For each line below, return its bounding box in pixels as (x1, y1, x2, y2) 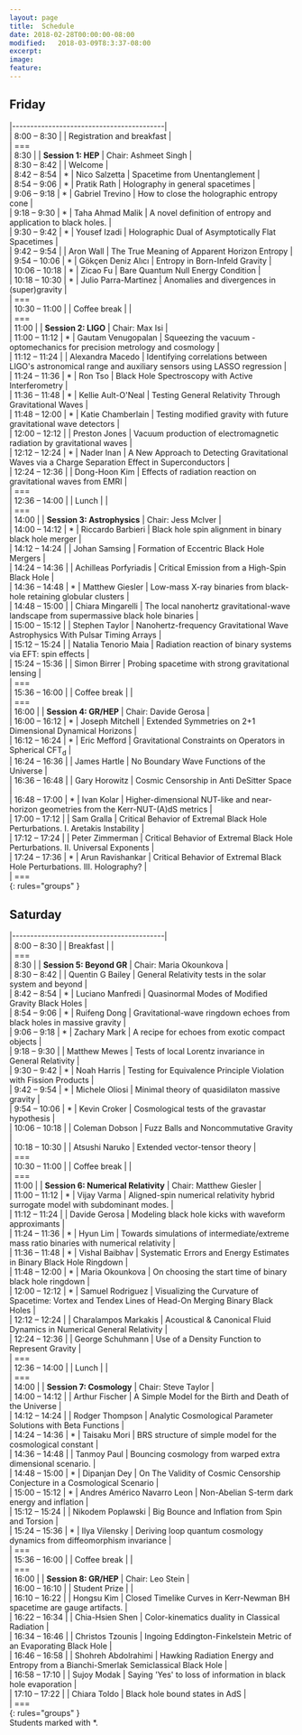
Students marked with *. (9, 1717, 99, 1729)
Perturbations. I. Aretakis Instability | (9, 823, 144, 834)
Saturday (9, 906, 62, 922)
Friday (9, 97, 46, 113)
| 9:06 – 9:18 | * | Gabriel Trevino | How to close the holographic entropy (9, 188, 278, 199)
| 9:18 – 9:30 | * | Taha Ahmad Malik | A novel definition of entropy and (9, 207, 272, 218)
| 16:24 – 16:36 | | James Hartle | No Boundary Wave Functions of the (9, 756, 266, 767)
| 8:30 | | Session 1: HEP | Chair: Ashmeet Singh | (9, 150, 192, 161)
